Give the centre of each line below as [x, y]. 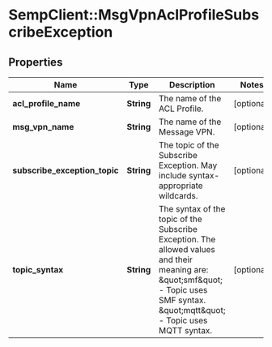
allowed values [187, 249]
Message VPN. [187, 132]
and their [176, 259]
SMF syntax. [183, 300]
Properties [36, 62]
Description [192, 85]
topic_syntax [38, 270]
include [173, 176]
